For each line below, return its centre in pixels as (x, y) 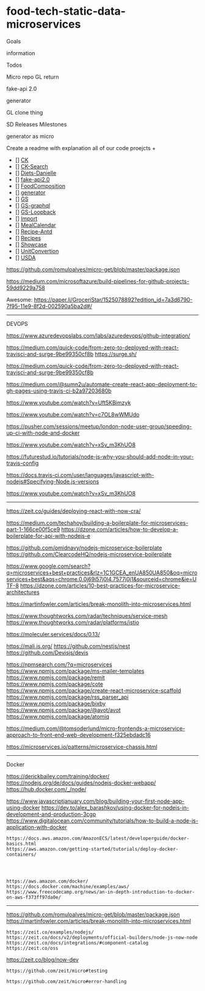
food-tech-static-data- (66, 11)
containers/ (21, 854)
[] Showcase (31, 244)
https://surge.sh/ (116, 354)
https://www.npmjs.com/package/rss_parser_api (68, 697)
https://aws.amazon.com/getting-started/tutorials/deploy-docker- (92, 849)
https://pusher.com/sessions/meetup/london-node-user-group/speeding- (99, 426)
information (21, 53)
